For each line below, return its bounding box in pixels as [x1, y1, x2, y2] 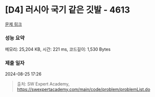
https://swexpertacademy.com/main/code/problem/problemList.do [16, 86, 151, 92]
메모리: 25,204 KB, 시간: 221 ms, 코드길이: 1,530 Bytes [5, 46, 111, 52]
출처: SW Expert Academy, [16, 81, 70, 87]
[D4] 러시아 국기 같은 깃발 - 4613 [5, 4, 130, 15]
